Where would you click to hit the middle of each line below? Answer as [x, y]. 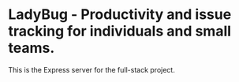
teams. [32, 48]
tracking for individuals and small [119, 31]
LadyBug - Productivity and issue [120, 15]
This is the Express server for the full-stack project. [91, 69]
